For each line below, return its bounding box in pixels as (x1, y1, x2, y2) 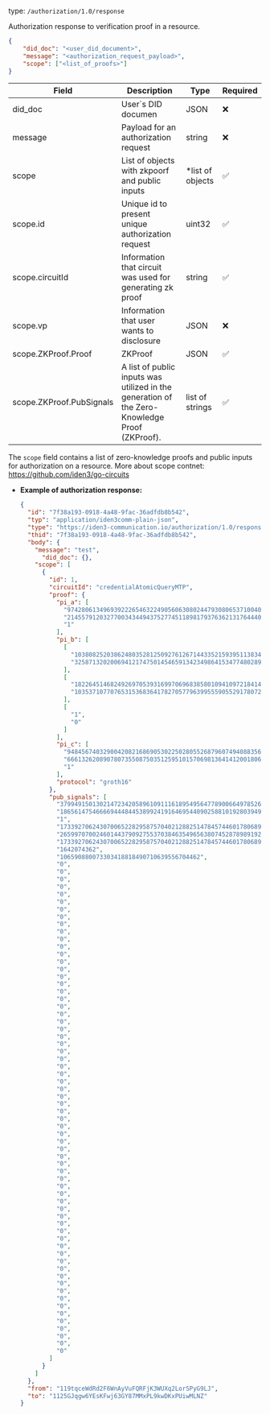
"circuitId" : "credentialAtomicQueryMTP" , (49, 583, 194, 591)
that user (121, 315, 155, 326)
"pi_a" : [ (55, 598, 89, 606)
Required (222, 85, 258, 97)
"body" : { (27, 538, 60, 546)
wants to (121, 325, 154, 337)
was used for (121, 272, 171, 283)
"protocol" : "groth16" (55, 778, 133, 786)
